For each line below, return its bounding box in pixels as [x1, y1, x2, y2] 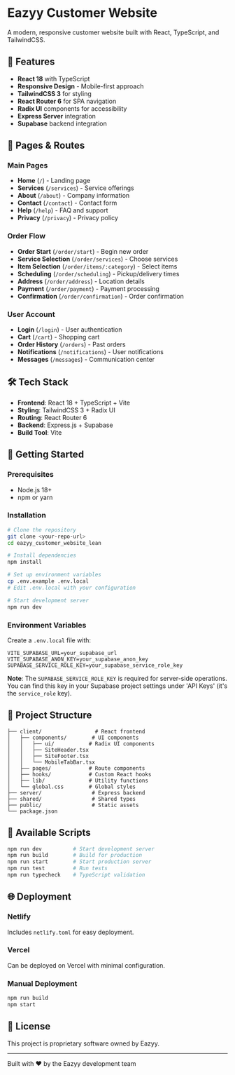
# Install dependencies [7, 552, 77, 559]
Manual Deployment [7, 978, 78, 988]
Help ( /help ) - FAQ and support [17, 206, 108, 215]
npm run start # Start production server [7, 858, 152, 865]
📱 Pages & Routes [7, 140, 85, 151]
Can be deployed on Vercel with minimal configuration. [7, 961, 166, 969]
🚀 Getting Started [7, 449, 85, 461]
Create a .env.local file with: [7, 636, 92, 644]
